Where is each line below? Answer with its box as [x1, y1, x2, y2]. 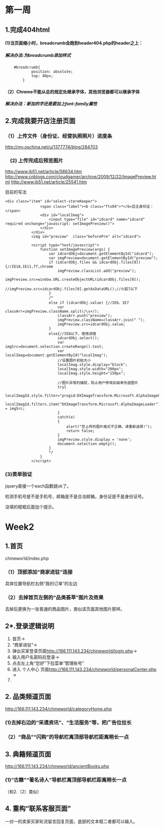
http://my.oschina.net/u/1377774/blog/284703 [5, 144, 98, 150]
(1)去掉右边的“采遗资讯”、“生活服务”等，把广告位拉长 [5, 719, 132, 726]
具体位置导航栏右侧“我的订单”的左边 [5, 580, 78, 586]
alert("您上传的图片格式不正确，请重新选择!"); [66, 424, 152, 429]
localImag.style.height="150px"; [57, 371, 125, 376]
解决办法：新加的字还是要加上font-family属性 [5, 101, 98, 107]
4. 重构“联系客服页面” [5, 804, 71, 813]
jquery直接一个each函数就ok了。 [5, 483, 72, 489]
